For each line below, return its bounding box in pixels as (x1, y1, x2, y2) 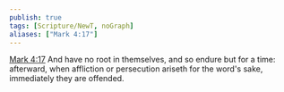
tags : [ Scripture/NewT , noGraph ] (9, 21, 134, 30)
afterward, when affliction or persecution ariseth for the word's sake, (9, 63, 263, 74)
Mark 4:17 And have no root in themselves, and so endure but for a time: (9, 54, 276, 65)
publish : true (9, 13, 63, 22)
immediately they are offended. (9, 73, 125, 84)
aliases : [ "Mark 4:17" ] (9, 29, 99, 38)
